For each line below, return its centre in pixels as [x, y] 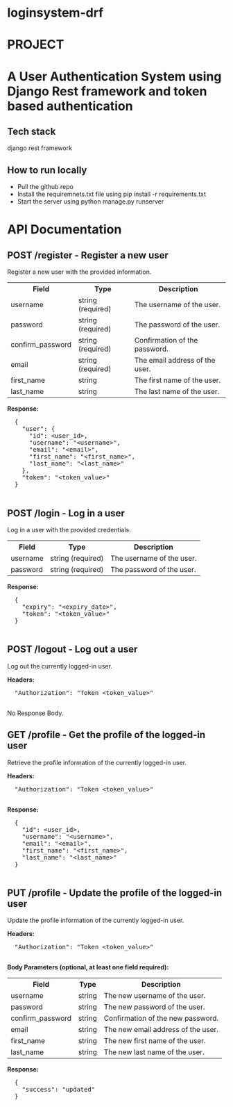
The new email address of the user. [161, 1030]
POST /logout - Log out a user [72, 649]
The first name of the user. [178, 380]
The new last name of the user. [154, 1052]
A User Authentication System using [114, 76]
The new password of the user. [154, 1007]
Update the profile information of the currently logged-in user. [96, 920]
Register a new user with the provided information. [79, 272]
